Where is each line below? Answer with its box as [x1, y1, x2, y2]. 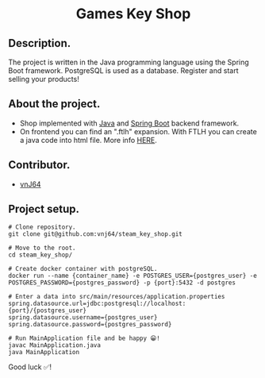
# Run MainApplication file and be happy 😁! [8, 334, 160, 342]
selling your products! [8, 75, 79, 83]
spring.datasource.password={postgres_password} [8, 321, 172, 329]
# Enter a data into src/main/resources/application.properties [8, 293, 225, 301]
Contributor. [8, 158, 71, 172]
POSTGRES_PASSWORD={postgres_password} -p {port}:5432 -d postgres [8, 279, 236, 287]
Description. [8, 37, 71, 50]
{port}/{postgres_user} [8, 307, 87, 314]
